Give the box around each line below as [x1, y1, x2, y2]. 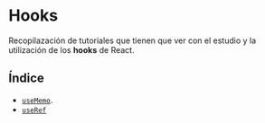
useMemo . [21, 94, 53, 105]
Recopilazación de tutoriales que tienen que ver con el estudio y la [8, 35, 257, 46]
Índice [8, 71, 44, 86]
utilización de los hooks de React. [8, 44, 135, 55]
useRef [21, 105, 47, 115]
